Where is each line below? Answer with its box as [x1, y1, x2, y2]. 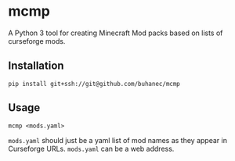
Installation [8, 59, 64, 73]
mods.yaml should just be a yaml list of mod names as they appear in [8, 135, 227, 145]
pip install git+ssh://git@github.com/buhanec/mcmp [8, 80, 180, 88]
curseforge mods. [8, 36, 66, 45]
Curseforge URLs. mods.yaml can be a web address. [8, 144, 175, 153]
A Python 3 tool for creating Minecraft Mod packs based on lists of [8, 28, 223, 38]
